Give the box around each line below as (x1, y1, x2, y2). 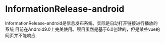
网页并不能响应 (5, 32, 36, 38)
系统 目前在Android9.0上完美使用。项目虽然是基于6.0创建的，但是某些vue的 (5, 26, 160, 32)
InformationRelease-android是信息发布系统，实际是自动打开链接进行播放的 (5, 20, 158, 26)
